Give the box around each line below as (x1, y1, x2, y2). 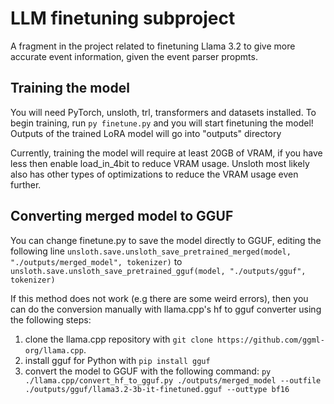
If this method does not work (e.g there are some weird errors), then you (10, 292, 309, 304)
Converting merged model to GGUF (10, 208, 234, 225)
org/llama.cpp (24, 345, 84, 356)
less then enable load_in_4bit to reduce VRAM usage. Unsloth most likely (10, 157, 310, 169)
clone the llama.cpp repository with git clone (24, 333, 213, 345)
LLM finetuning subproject (10, 7, 236, 30)
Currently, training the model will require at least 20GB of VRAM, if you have (10, 147, 323, 159)
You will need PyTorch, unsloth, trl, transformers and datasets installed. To (10, 106, 317, 118)
